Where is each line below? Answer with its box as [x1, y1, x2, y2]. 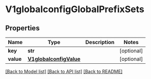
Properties [5, 24, 40, 32]
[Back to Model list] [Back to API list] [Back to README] [5, 68, 123, 74]
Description [85, 39, 115, 46]
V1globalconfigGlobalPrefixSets [5, 4, 144, 15]
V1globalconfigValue [27, 56, 81, 62]
